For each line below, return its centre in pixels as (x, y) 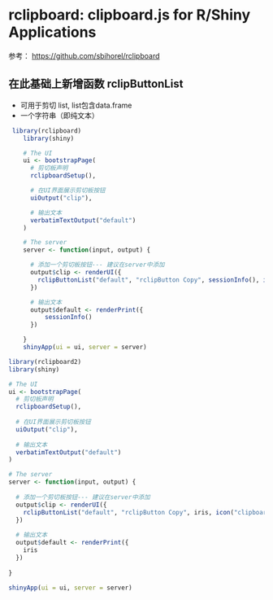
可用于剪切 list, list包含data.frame (76, 105)
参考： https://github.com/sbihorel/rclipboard (84, 55)
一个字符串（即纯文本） (59, 115)
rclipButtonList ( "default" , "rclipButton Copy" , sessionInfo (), (149, 280)
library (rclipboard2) (45, 361)
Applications (52, 32)
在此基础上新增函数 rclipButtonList (96, 84)
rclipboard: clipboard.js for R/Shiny (130, 15)
